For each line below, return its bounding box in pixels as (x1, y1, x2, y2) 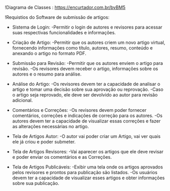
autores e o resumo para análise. (12, 71, 82, 77)
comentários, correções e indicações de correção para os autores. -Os (12, 112, 163, 118)
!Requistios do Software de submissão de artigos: (5, 14, 110, 20)
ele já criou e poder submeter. (12, 139, 76, 145)
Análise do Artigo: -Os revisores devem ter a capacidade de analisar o (12, 81, 161, 87)
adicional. (12, 97, 33, 103)
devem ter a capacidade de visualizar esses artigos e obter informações (12, 175, 165, 181)
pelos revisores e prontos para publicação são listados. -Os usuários (12, 170, 158, 175)
